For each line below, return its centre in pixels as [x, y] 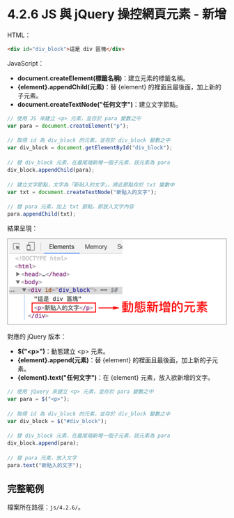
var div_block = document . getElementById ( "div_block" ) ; [90, 148]
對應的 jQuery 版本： [37, 336]
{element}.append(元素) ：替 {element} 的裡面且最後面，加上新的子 [115, 360]
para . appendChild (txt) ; [42, 214]
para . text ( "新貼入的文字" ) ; [45, 465]
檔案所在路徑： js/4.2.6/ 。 [46, 507]
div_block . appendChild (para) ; [51, 170]
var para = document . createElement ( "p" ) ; [68, 126]
